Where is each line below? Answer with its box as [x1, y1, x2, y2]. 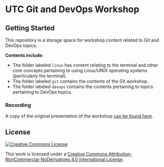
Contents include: [5, 52, 44, 58]
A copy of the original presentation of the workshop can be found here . [5, 113, 153, 119]
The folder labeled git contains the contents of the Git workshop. [12, 78, 149, 84]
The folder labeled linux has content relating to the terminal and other [12, 62, 158, 68]
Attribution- [108, 151, 133, 157]
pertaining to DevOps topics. [12, 89, 72, 95]
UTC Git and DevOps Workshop [5, 4, 140, 15]
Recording [5, 101, 31, 108]
